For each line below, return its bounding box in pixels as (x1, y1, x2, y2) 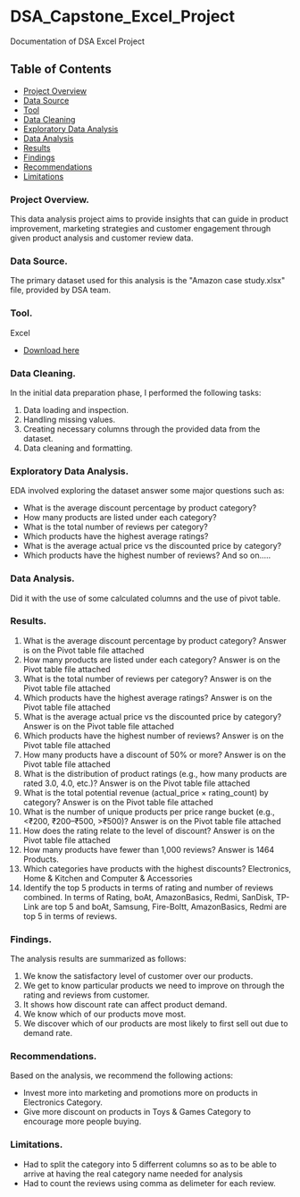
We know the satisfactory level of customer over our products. (22, 971, 254, 982)
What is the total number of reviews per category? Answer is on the (22, 673, 271, 684)
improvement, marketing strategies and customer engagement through (10, 223, 271, 234)
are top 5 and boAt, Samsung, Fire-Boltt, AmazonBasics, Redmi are (40, 901, 287, 912)
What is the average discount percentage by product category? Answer (22, 635, 287, 645)
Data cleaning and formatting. (22, 443, 133, 453)
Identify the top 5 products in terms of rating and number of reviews (22, 882, 274, 893)
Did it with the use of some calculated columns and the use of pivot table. (10, 593, 280, 603)
